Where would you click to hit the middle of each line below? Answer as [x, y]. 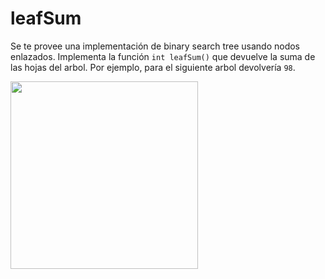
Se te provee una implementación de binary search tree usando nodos [155, 46]
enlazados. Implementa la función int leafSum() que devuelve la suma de [163, 56]
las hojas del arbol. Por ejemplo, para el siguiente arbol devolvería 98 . [153, 67]
